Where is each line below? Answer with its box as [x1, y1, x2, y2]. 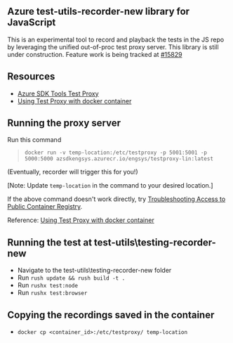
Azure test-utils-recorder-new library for [7, 6, 190, 18]
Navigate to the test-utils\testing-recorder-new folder [17, 266, 172, 275]
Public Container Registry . [7, 202, 83, 211]
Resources [7, 70, 55, 83]
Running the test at [7, 236, 93, 248]
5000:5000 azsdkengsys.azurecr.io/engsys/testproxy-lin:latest [24, 155, 214, 162]
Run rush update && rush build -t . [17, 273, 126, 282]
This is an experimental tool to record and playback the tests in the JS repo [7, 35, 225, 44]
